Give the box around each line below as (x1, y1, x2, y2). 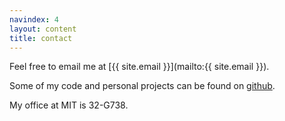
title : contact (9, 33, 73, 43)
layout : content (9, 24, 77, 34)
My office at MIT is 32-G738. (9, 99, 129, 111)
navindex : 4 (9, 14, 59, 25)
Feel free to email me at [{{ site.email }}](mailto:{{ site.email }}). (9, 61, 270, 73)
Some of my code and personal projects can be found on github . (9, 80, 276, 92)
